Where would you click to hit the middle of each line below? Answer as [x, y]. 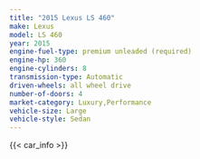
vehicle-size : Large [48, 111]
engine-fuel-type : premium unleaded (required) [101, 52]
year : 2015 [30, 43]
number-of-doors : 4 [46, 94]
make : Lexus [32, 26]
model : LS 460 [36, 35]
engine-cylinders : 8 [48, 69]
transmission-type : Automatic [67, 77]
